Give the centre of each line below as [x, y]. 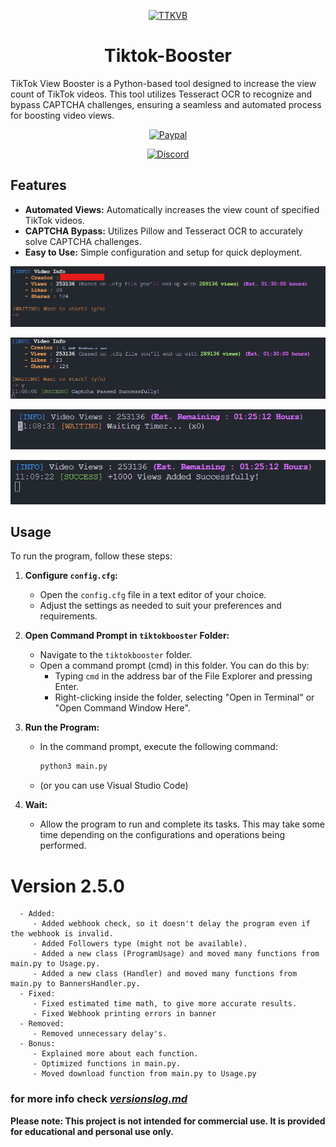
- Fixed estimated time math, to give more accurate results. [165, 1004]
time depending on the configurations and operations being [162, 835]
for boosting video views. [62, 115]
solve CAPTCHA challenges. [83, 241]
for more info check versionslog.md [99, 1099]
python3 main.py [73, 766]
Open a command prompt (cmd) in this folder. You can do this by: [174, 666]
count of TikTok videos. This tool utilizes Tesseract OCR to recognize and [161, 94]
